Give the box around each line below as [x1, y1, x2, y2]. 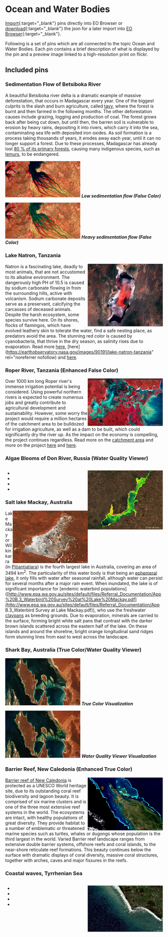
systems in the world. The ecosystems [5, 809, 85, 815]
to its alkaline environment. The [5, 274, 70, 280]
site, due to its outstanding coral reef [5, 788, 81, 794]
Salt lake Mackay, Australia [5, 499, 72, 506]
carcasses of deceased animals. [5, 306, 72, 312]
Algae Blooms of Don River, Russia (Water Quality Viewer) [5, 455, 148, 462]
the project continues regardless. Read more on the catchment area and [5, 437, 153, 443]
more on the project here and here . [5, 442, 77, 448]
